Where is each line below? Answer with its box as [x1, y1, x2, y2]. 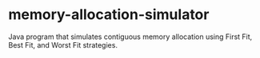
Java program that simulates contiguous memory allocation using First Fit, [8, 32, 253, 41]
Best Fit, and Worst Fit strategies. [8, 40, 118, 49]
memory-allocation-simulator [8, 6, 210, 24]
